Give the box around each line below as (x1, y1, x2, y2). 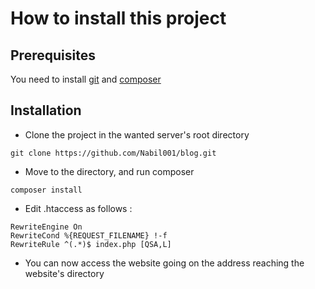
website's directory (24, 267, 105, 279)
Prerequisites (10, 47, 96, 64)
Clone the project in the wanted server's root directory (24, 128, 250, 141)
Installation (10, 102, 82, 119)
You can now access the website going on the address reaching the (24, 257, 305, 269)
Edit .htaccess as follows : (24, 202, 133, 214)
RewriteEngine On (10, 222, 83, 232)
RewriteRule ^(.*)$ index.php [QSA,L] (10, 239, 172, 249)
